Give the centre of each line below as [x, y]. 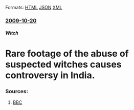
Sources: [17, 91]
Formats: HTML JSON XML [34, 7]
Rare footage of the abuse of [67, 53]
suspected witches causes [63, 64]
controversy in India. [50, 75]
